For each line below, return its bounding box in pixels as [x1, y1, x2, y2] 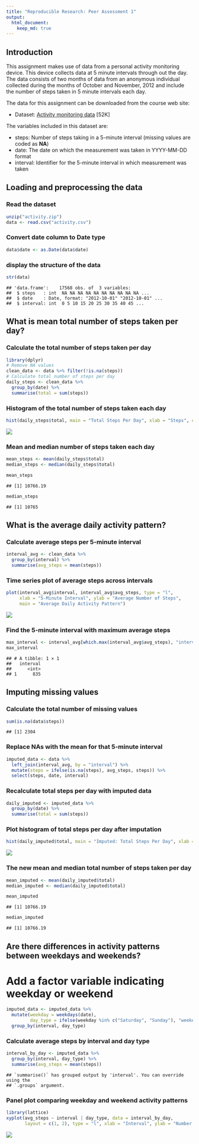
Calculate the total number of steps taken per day [6, 344, 152, 352]
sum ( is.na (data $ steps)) [6, 718, 65, 725]
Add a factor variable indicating [6, 974, 165, 988]
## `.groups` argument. [6, 1082, 65, 1088]
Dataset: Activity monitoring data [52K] [14, 111, 111, 118]
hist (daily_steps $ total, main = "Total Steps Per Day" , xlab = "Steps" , [6, 417, 190, 424]
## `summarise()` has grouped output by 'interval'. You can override [6, 1072, 184, 1078]
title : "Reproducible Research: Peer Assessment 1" [6, 8, 136, 15]
